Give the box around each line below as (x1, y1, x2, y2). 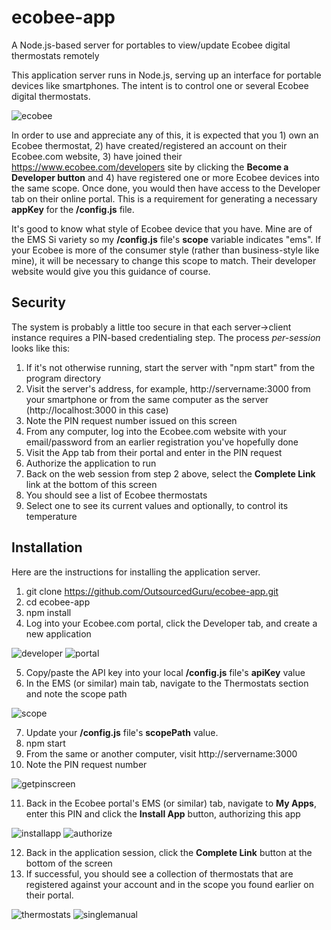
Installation (11, 539, 83, 556)
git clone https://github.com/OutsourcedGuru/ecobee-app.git (25, 585, 279, 597)
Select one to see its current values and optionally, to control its (25, 499, 289, 511)
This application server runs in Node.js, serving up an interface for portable (11, 69, 322, 81)
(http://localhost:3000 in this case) (25, 404, 169, 416)
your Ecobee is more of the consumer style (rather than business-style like (11, 244, 320, 256)
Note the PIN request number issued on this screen (25, 414, 238, 426)
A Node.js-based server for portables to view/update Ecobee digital (11, 39, 291, 51)
